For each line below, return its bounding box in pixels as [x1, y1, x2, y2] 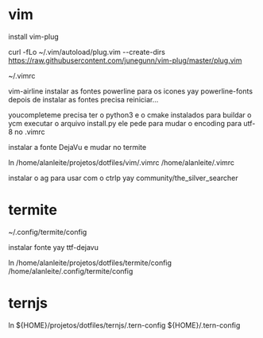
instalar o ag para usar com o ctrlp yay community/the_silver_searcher [8, 173, 238, 182]
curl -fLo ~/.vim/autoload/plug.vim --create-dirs [8, 47, 165, 56]
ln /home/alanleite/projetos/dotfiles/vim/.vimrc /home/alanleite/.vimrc [8, 157, 235, 167]
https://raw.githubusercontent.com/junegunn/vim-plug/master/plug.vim [8, 56, 242, 65]
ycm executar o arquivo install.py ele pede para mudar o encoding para [8, 118, 242, 128]
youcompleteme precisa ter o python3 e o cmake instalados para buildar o [8, 109, 252, 120]
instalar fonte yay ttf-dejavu [8, 242, 99, 252]
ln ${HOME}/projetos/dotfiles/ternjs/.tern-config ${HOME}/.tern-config [8, 320, 241, 330]
